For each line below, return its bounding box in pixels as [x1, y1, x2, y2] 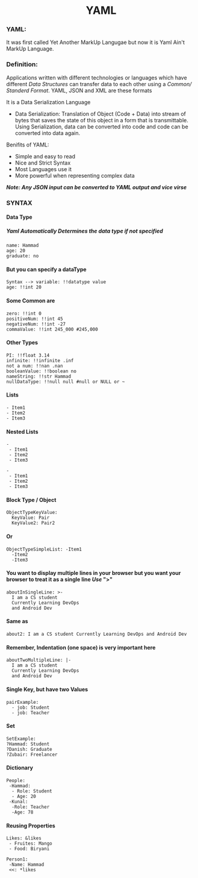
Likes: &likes [6, 835, 42, 841]
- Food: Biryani [8, 846, 50, 852]
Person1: [6, 856, 28, 862]
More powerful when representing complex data [14, 172, 135, 179]
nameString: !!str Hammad [6, 373, 71, 380]
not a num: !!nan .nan [6, 363, 63, 369]
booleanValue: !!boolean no [6, 368, 77, 374]
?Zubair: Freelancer [6, 751, 58, 757]
